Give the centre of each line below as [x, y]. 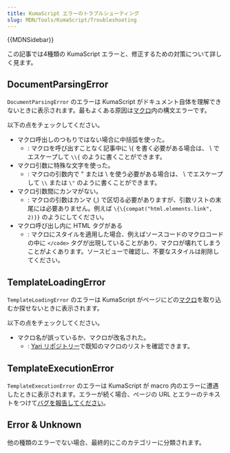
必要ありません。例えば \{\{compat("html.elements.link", [129, 209]
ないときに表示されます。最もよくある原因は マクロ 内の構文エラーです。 [109, 110]
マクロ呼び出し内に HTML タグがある [70, 226]
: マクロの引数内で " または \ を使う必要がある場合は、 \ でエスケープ [125, 174]
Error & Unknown [44, 425]
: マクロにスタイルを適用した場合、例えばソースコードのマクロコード [125, 234]
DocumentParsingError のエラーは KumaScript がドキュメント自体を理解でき [114, 102]
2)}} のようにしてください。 [67, 217]
